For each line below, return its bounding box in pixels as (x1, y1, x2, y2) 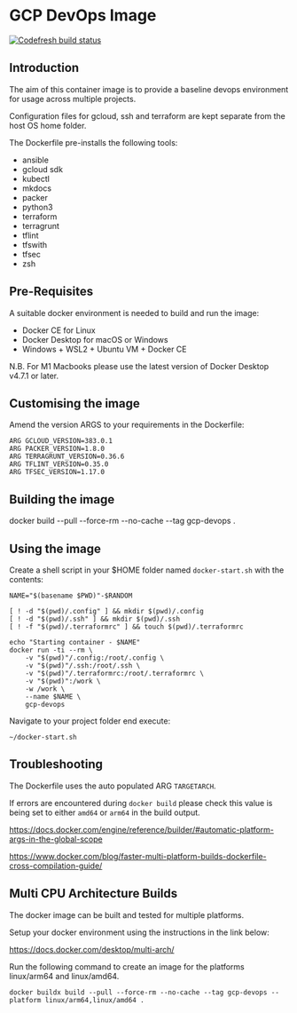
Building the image (9, 492, 115, 507)
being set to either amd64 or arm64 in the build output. (9, 807, 201, 818)
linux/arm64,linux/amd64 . (44, 995, 145, 1004)
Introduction (9, 60, 80, 75)
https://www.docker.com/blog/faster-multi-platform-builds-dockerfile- (9, 851, 268, 861)
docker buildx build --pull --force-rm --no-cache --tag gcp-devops (9, 987, 268, 997)
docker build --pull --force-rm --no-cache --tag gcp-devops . (9, 516, 236, 526)
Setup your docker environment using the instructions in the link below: (9, 927, 270, 938)
